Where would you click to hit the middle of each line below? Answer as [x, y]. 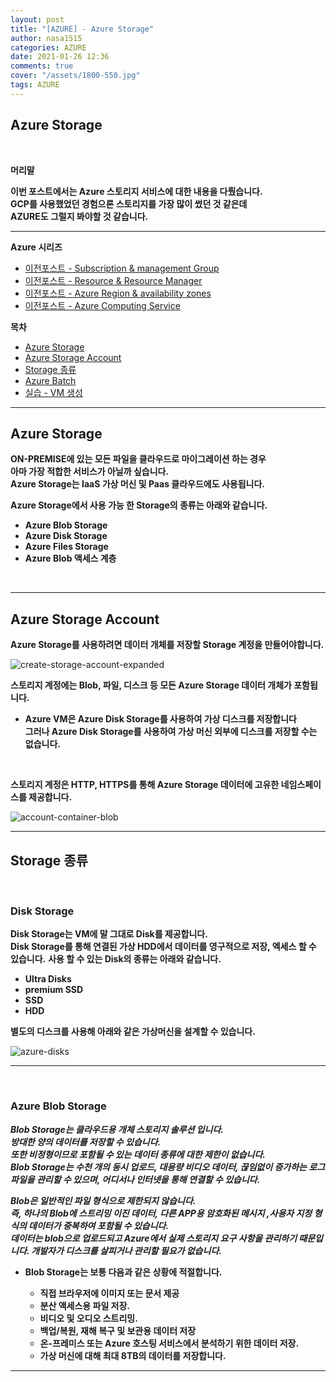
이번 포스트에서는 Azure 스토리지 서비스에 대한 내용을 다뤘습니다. [136, 191]
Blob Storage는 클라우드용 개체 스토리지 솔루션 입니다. [117, 1129]
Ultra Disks [48, 979]
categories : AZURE [48, 47]
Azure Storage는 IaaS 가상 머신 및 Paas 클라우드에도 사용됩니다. [137, 484]
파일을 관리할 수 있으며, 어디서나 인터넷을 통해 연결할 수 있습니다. [135, 1179]
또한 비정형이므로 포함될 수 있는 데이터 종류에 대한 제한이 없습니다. [138, 1154]
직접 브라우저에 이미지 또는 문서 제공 [109, 1293]
